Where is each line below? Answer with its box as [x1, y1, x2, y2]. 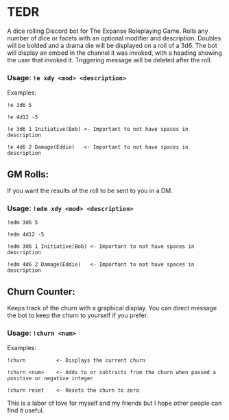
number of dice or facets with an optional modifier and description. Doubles [7, 34, 221, 42]
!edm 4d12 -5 [7, 231, 45, 238]
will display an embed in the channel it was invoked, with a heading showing [7, 49, 223, 57]
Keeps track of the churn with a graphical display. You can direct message [7, 304, 217, 312]
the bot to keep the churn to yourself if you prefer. [7, 311, 149, 319]
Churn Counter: [7, 286, 75, 297]
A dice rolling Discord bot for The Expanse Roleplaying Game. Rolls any [7, 27, 208, 35]
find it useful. [7, 406, 45, 415]
